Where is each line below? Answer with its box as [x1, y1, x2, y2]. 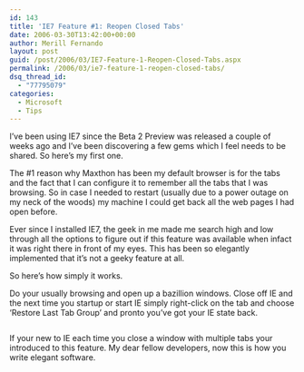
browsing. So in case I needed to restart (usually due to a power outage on [9, 187, 289, 198]
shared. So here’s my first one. [9, 151, 124, 162]
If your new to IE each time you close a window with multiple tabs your [9, 333, 273, 344]
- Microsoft [17, 97, 64, 107]
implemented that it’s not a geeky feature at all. [9, 253, 185, 264]
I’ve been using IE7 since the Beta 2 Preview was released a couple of [9, 131, 271, 142]
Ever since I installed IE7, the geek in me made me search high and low [9, 224, 274, 235]
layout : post [9, 47, 59, 56]
